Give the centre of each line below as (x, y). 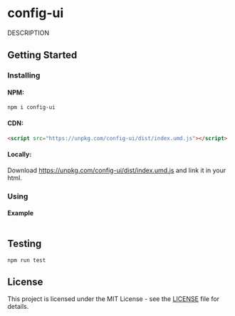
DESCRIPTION (28, 33)
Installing (24, 75)
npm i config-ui (31, 107)
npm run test (27, 260)
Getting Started (42, 55)
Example (21, 213)
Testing (25, 244)
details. (18, 307)
